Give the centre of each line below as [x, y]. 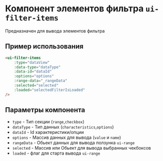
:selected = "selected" [36, 85]
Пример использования [44, 47]
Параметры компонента [45, 110]
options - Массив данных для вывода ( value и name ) [67, 138]
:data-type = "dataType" [37, 67]
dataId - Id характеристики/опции [48, 132]
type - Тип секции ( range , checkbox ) [48, 122]
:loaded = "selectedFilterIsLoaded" [50, 90]
